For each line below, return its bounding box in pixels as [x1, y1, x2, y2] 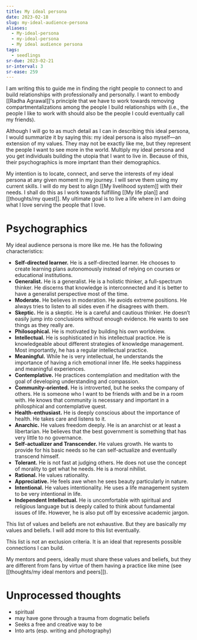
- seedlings [11, 52, 41, 58]
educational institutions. [14, 272, 73, 279]
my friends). [6, 116, 36, 124]
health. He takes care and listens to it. [14, 415, 106, 422]
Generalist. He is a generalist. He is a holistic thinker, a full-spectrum [14, 278, 182, 285]
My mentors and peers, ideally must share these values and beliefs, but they [6, 556, 191, 563]
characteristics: [6, 248, 44, 255]
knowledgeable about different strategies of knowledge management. [14, 341, 184, 348]
